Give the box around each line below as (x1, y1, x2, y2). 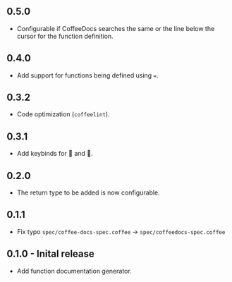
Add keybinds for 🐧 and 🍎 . (16, 149, 93, 158)
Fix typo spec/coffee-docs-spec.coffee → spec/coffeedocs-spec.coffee (16, 227, 226, 235)
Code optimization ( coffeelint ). (16, 110, 110, 118)
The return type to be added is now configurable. (16, 188, 160, 197)
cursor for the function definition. (16, 32, 114, 40)
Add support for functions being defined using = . (16, 70, 159, 80)
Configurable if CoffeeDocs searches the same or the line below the (16, 24, 215, 32)
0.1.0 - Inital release (6, 248, 94, 260)
